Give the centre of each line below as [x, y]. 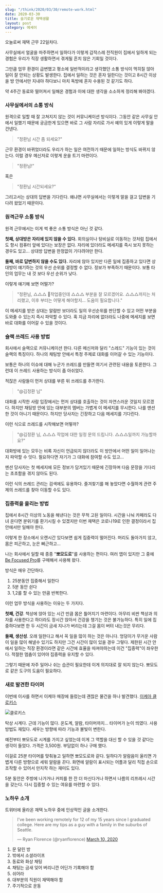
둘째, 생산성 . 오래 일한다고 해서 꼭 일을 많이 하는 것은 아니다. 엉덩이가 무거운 [77, 636]
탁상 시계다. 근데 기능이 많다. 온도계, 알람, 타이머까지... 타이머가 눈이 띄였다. [77, 723]
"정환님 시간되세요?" [36, 187]
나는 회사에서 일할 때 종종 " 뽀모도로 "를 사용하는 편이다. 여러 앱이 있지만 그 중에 [80, 554]
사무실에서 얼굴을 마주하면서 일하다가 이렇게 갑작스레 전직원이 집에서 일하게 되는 [81, 53]
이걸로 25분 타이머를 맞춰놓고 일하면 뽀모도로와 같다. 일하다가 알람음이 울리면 [78, 756]
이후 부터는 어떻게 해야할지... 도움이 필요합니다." [77, 300]
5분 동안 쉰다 [25, 587]
